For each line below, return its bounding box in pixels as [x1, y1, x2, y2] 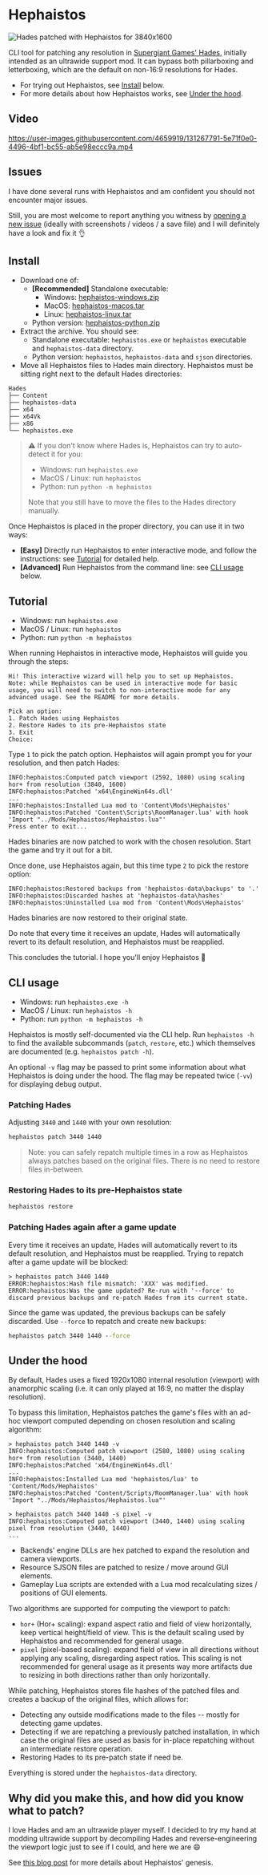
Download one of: [19, 275, 79, 286]
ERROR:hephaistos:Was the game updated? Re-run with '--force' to [8, 1286, 234, 1294]
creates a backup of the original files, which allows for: [8, 1695, 189, 1704]
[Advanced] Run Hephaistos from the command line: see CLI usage [19, 563, 244, 573]
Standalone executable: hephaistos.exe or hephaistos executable [31, 335, 246, 345]
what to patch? [8, 1804, 85, 1817]
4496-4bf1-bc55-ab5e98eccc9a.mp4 [8, 142, 134, 152]
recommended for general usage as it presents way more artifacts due [19, 1662, 253, 1671]
